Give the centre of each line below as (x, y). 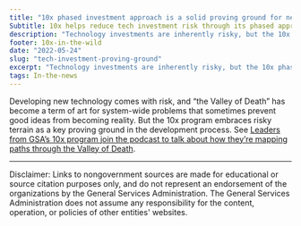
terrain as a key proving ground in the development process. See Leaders (145, 130)
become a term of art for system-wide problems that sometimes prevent (142, 110)
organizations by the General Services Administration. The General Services (150, 193)
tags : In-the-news (43, 76)
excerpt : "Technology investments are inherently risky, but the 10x (142, 68)
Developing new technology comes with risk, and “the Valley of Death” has (147, 101)
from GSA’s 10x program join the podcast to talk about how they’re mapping (149, 138)
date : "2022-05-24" (46, 51)
